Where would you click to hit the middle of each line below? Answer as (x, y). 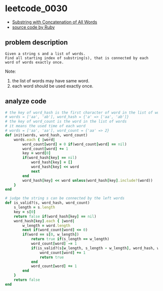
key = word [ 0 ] (37, 153)
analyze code (26, 101)
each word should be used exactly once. (53, 86)
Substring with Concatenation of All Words (55, 22)
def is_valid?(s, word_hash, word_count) (48, 203)
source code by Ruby (33, 27)
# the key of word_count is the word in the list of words (66, 122)
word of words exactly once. (34, 62)
